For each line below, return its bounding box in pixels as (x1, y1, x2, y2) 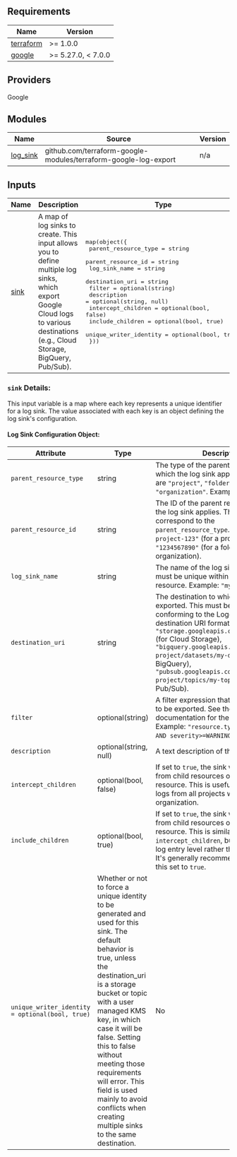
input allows (37, 238, 78, 248)
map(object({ (85, 238, 128, 246)
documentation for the (154, 713, 229, 723)
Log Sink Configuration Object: (7, 430, 100, 439)
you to (37, 247, 59, 257)
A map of (37, 212, 68, 222)
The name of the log (154, 562, 222, 572)
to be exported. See (154, 704, 221, 713)
